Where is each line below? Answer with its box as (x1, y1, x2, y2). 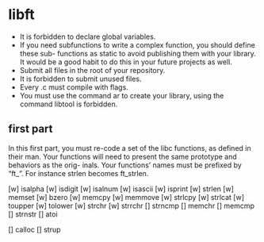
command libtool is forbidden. (19, 99, 118, 109)
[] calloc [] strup (8, 225, 61, 234)
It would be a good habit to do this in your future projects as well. (19, 57, 232, 67)
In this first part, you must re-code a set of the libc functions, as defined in (8, 143, 251, 152)
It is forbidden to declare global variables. (19, 32, 156, 41)
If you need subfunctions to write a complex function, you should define (19, 40, 255, 49)
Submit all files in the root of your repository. (19, 65, 166, 75)
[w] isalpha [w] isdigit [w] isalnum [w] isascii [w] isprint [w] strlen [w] (8, 184, 234, 194)
